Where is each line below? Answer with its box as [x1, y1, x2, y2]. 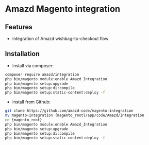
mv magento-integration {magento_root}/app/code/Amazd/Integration [5, 113, 145, 118]
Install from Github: [12, 99, 50, 105]
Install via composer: [12, 62, 54, 69]
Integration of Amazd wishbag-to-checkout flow [12, 36, 109, 41]
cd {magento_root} [5, 117, 42, 122]
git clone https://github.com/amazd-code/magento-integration [5, 109, 133, 113]
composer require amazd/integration [5, 72, 79, 77]
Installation [5, 50, 40, 58]
